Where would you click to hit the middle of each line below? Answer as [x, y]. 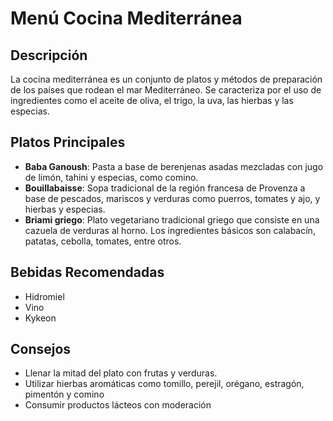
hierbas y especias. [65, 209]
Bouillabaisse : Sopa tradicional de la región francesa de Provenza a [165, 188]
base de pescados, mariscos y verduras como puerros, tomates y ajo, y [172, 198]
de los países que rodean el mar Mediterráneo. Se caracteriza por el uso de [166, 90]
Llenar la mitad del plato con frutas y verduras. [121, 373]
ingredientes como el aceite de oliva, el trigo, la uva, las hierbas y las [152, 100]
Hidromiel [44, 296]
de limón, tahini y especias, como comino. [111, 177]
